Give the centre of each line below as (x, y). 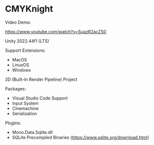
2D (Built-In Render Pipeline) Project (41, 79)
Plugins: (13, 123)
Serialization (25, 113)
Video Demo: (18, 22)
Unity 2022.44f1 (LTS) (27, 41)
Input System (25, 103)
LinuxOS (20, 65)
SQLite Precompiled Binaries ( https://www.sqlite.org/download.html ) (81, 137)
